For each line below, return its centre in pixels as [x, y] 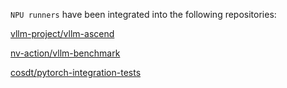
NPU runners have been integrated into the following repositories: [143, 14]
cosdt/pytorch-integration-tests [76, 72]
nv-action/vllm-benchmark [65, 53]
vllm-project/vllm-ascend [62, 33]
